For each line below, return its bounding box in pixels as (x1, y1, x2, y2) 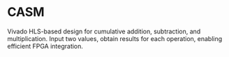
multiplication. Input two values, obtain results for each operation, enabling (7, 34, 223, 42)
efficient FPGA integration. (7, 42, 84, 50)
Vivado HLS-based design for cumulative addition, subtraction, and (7, 27, 201, 35)
